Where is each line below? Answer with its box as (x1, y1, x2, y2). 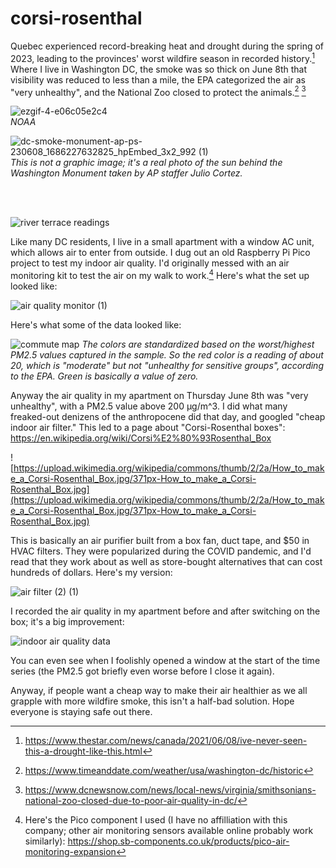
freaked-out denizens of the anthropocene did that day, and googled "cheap (10, 410, 326, 422)
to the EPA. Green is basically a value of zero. (10, 370, 199, 382)
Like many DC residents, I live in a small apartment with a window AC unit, (10, 236, 315, 248)
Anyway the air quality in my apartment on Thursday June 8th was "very (10, 389, 309, 401)
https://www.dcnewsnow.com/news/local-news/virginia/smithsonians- (24, 783, 317, 796)
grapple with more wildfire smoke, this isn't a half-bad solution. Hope (10, 695, 295, 707)
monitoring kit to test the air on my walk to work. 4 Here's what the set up (10, 268, 310, 281)
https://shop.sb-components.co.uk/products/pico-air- (67, 835, 290, 847)
